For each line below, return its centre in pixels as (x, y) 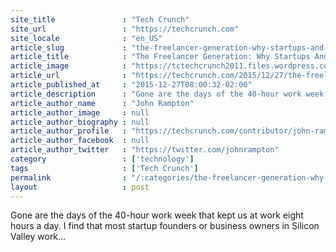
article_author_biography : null (80, 122)
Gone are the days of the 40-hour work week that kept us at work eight (157, 215)
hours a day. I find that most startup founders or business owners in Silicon (165, 226)
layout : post (80, 187)
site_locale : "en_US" (86, 38)
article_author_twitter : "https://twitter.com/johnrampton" (145, 150)
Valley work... (38, 237)
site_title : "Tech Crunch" (100, 19)
